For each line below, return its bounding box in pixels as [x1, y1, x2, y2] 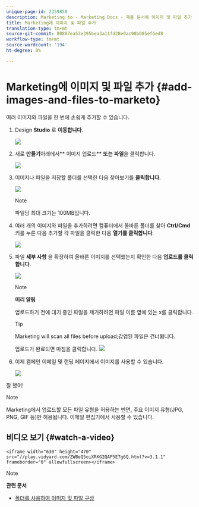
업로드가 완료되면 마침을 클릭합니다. [14, 345, 98, 352]
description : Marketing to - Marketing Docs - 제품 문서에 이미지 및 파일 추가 [6, 14, 192, 20]
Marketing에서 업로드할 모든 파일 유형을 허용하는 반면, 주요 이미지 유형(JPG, [6, 406, 184, 413]
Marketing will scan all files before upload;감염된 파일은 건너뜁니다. [14, 333, 176, 340]
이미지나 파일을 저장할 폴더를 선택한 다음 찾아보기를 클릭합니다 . [14, 174, 162, 181]
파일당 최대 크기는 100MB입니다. [14, 209, 91, 216]
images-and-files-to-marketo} [6, 93, 161, 107]
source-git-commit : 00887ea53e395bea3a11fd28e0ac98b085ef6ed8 [6, 31, 163, 37]
